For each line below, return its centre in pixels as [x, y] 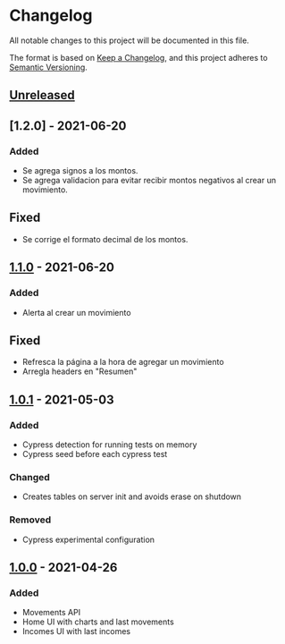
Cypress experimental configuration [88, 539]
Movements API [51, 613]
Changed [30, 477]
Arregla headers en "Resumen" [80, 371]
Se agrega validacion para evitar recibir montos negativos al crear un [149, 181]
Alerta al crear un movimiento [76, 312]
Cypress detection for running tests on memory [109, 445]
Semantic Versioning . [48, 67]
